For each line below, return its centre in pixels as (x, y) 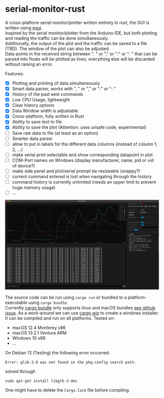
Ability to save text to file (37, 122)
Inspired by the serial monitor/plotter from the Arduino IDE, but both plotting (81, 33)
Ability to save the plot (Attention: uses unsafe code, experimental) (79, 127)
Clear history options (33, 105)
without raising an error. (29, 64)
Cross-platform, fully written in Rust (48, 117)
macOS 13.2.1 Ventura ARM (39, 333)
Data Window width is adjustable (45, 111)
